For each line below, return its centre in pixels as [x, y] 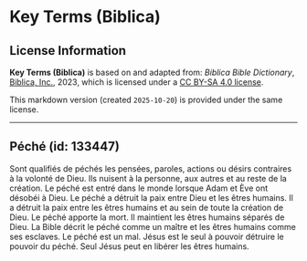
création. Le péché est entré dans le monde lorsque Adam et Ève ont [138, 188]
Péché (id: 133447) [65, 146]
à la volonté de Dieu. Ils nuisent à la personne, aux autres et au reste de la [148, 178]
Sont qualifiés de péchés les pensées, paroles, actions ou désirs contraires [151, 168]
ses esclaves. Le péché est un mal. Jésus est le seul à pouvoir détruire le [147, 236]
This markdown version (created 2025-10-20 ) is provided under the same [146, 99]
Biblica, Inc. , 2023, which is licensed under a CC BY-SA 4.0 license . [137, 82]
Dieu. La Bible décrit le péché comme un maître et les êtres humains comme [153, 226]
